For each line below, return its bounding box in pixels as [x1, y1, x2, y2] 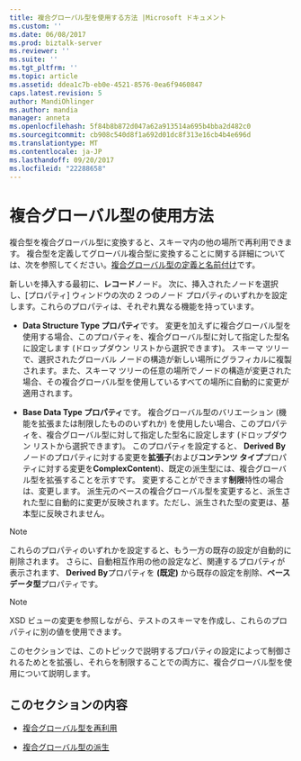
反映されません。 [46, 508, 110, 519]
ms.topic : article [9, 72, 78, 81]
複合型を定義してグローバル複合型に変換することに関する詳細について [26, 249, 286, 259]
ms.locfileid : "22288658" [9, 164, 106, 173]
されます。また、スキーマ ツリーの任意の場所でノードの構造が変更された [22, 366, 292, 376]
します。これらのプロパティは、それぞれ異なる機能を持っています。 [9, 301, 259, 312]
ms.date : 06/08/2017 [9, 30, 87, 39]
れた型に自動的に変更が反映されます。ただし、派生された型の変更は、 [22, 497, 282, 508]
